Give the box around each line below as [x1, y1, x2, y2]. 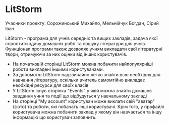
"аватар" [136, 98, 155, 104]
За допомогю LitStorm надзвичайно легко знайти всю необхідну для [12, 71, 160, 77]
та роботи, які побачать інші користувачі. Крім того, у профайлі [27, 103, 164, 109]
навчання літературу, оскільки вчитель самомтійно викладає [12, 77, 145, 83]
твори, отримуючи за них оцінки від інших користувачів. [5, 51, 128, 57]
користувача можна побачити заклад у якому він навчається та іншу [12, 109, 162, 115]
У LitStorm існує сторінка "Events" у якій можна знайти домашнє [12, 87, 152, 93]
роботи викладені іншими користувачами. [12, 66, 104, 72]
